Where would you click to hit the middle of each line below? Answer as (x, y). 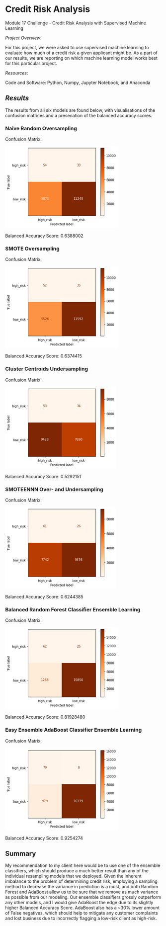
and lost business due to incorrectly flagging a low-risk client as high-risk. (81, 919)
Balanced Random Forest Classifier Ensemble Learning (73, 609)
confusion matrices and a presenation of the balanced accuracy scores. (79, 115)
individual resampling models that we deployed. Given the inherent (73, 876)
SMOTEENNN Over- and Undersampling (54, 489)
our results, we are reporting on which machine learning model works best (81, 58)
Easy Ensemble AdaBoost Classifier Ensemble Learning (74, 730)
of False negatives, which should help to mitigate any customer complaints (82, 913)
